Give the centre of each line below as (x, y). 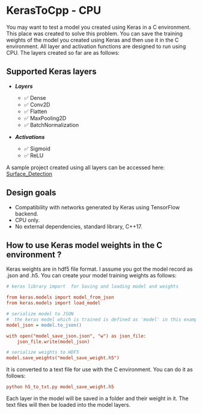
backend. (26, 214)
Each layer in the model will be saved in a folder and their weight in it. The (97, 398)
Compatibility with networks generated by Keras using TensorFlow (97, 207)
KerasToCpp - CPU (54, 11)
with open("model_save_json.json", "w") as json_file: (76, 336)
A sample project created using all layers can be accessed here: (86, 167)
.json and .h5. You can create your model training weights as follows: (91, 276)
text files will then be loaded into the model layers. (69, 405)
